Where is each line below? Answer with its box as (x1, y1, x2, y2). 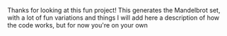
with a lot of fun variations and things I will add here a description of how (7, 13, 220, 22)
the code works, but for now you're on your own (7, 21, 149, 29)
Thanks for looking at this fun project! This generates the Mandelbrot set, (7, 6, 221, 14)
